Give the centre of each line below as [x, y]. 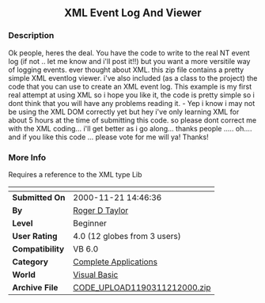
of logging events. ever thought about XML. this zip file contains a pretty [126, 70]
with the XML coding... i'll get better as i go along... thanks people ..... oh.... [130, 128]
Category [30, 262]
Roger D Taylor [101, 210]
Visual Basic [96, 275]
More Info [27, 157]
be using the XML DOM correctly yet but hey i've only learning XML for [124, 112]
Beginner [90, 223]
